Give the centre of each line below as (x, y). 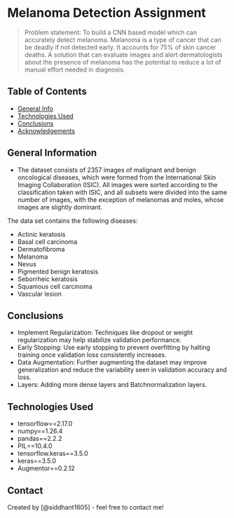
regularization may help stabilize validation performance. (99, 340)
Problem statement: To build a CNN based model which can (111, 32)
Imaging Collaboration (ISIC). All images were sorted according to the (118, 184)
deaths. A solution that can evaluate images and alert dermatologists (123, 55)
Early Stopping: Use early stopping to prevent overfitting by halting (114, 348)
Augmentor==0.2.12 (46, 468)
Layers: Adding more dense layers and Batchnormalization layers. (112, 385)
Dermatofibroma (41, 249)
